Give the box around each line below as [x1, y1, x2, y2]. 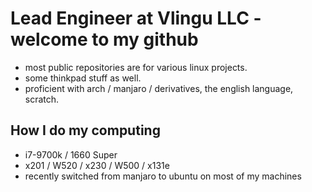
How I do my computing [10, 122, 161, 139]
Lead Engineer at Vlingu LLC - [10, 7, 262, 30]
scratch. [24, 93, 60, 105]
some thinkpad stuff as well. [24, 72, 142, 84]
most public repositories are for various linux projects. [24, 61, 248, 73]
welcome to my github [10, 28, 199, 51]
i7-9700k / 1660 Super [24, 148, 118, 161]
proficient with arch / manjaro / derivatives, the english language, [24, 82, 294, 94]
